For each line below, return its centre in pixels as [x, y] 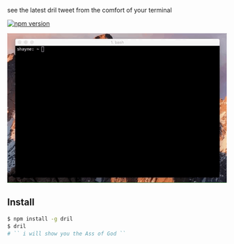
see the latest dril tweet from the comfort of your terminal [89, 10]
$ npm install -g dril [40, 219]
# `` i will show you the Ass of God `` [67, 234]
